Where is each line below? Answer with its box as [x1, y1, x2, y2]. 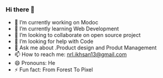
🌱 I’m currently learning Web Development [14, 25, 119, 32]
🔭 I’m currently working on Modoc [14, 19, 98, 26]
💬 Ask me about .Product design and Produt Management [14, 44, 157, 51]
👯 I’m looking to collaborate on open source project [14, 32, 141, 39]
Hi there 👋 [5, 5, 35, 14]
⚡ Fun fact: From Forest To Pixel [14, 66, 93, 73]
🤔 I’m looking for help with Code [14, 38, 94, 45]
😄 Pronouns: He [14, 60, 55, 67]
